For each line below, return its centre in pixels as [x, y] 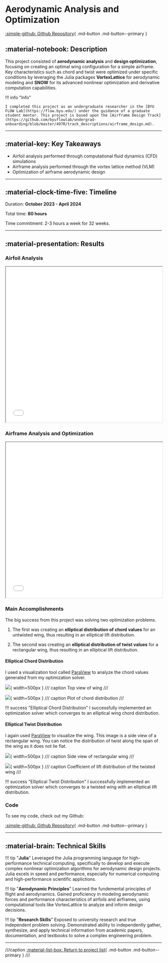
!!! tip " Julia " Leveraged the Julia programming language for [67, 858]
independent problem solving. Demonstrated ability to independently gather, [83, 925]
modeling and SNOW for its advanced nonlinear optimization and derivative [83, 82]
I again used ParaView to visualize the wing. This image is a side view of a [81, 736]
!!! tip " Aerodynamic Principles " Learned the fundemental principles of [78, 889]
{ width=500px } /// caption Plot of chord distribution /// [67, 698]
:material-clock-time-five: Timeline [61, 192]
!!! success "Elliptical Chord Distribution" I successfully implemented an [78, 708]
